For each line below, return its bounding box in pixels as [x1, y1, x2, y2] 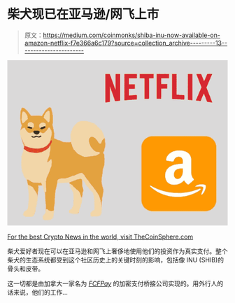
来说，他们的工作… [13, 288, 69, 296]
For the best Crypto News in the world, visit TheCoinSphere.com [7, 232, 194, 241]
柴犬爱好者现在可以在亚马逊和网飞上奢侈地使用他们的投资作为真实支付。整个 [7, 246, 228, 255]
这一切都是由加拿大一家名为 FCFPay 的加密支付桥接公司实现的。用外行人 [7, 279, 218, 288]
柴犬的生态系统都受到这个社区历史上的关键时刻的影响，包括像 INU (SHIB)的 [7, 255, 225, 264]
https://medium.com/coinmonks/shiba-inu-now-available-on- [43, 31, 220, 39]
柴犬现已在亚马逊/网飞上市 [7, 6, 159, 22]
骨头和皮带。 [7, 264, 44, 273]
